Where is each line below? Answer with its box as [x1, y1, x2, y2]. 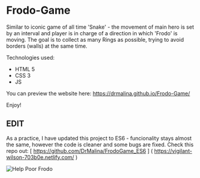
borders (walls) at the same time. [6, 42, 88, 50]
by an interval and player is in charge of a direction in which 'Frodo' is [6, 29, 178, 36]
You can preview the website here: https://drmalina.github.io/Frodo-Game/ [6, 90, 190, 97]
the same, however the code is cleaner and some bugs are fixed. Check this [6, 141, 194, 148]
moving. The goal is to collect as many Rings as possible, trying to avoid [6, 36, 184, 43]
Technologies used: [6, 54, 55, 61]
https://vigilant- [154, 147, 193, 154]
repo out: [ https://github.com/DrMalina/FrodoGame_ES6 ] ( [6, 147, 153, 154]
